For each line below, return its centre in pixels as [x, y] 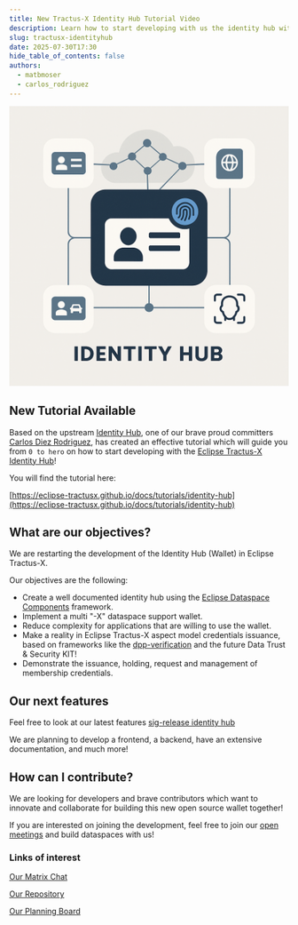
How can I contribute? [71, 777]
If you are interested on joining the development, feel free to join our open [144, 825]
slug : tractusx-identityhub [61, 37]
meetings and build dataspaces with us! [82, 834]
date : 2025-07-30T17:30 [53, 47]
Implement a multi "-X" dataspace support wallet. [112, 617]
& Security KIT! [49, 654]
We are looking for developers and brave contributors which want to [134, 798]
